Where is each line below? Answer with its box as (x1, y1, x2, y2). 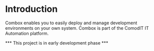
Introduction (5, 3, 58, 15)
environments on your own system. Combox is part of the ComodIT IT (5, 25, 149, 31)
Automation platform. (5, 30, 49, 36)
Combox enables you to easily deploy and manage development (5, 20, 137, 26)
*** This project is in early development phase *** (5, 40, 108, 46)
